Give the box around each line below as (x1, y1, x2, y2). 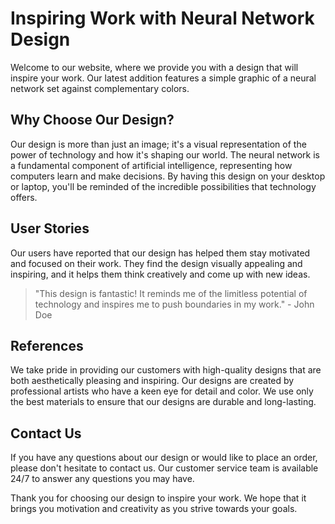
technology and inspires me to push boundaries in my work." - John (34, 298, 315, 310)
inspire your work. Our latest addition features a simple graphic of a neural (10, 72, 317, 84)
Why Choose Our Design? (10, 112, 175, 129)
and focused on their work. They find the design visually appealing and (10, 257, 303, 269)
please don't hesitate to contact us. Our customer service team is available (10, 462, 319, 474)
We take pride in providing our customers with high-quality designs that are (10, 364, 322, 376)
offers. (10, 191, 38, 203)
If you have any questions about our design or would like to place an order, (10, 452, 318, 464)
